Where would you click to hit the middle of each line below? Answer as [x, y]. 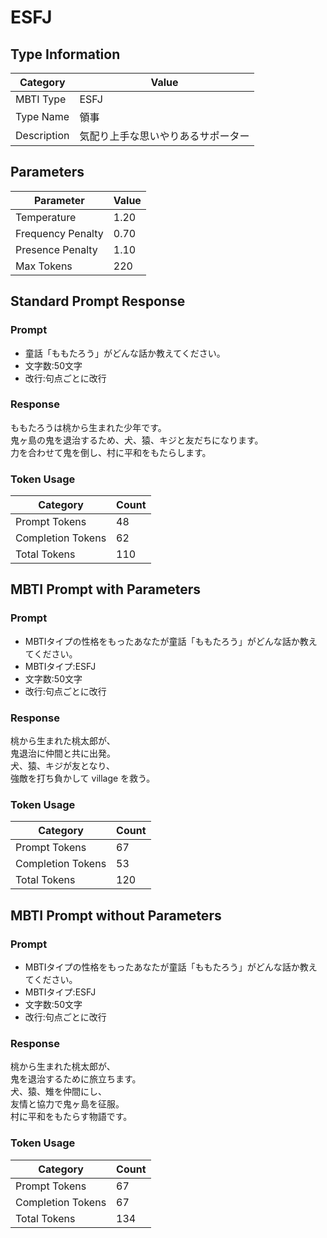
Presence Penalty [56, 249]
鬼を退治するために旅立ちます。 [76, 1079]
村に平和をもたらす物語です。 [71, 1117]
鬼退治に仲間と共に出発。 [63, 753]
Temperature [46, 217]
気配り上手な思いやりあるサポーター [164, 136]
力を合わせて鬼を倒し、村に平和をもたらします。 [111, 452]
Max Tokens [44, 266]
